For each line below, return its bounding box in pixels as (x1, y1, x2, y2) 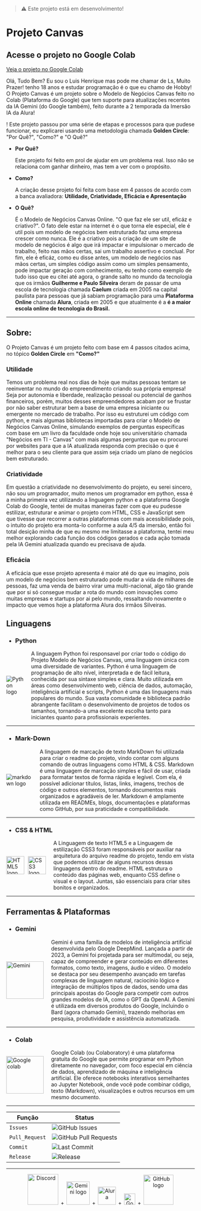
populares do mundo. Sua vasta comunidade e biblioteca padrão (31, 695, 191, 702)
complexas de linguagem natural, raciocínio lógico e (51, 976, 179, 984)
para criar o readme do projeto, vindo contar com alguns (39, 754, 179, 761)
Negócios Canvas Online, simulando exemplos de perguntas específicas (6, 423, 185, 431)
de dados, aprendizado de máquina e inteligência (51, 1068, 173, 1075)
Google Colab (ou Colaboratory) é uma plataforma (51, 1049, 175, 1056)
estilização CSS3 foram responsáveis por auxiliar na (53, 846, 182, 853)
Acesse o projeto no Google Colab (6, 50, 136, 60)
